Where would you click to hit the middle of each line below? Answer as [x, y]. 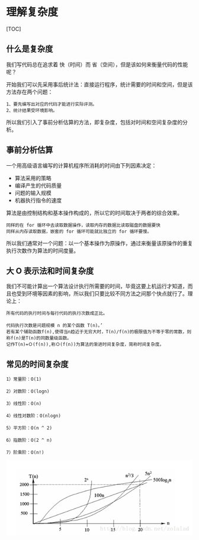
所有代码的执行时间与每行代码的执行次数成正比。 [57, 314]
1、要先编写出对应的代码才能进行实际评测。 [52, 104]
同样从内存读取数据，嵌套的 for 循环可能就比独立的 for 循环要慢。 [79, 232]
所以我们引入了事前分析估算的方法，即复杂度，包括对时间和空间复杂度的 [94, 122]
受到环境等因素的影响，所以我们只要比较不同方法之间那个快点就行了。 [102, 294]
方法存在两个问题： [30, 92]
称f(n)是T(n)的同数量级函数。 [39, 338]
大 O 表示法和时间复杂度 [50, 271]
